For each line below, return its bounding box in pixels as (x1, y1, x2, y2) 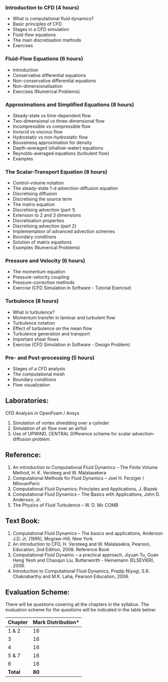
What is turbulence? (12, 309, 55, 315)
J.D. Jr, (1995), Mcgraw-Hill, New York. (12, 535, 94, 541)
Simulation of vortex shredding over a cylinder (12, 420, 110, 426)
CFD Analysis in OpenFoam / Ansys (5, 410, 80, 416)
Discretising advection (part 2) (12, 223, 77, 229)
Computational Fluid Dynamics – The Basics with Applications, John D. (12, 491, 160, 497)
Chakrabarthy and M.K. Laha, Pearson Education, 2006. (12, 573, 129, 579)
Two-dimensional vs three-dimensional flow (12, 118, 105, 124)
